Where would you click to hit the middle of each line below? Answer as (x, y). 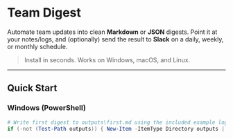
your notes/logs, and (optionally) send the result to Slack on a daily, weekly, (115, 39)
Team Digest (44, 13)
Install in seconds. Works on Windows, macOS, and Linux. (107, 59)
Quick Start (32, 88)
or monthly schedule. (37, 46)
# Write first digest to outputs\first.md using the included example (111, 122)
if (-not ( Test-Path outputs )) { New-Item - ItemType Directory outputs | (116, 129)
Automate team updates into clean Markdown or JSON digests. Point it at (112, 32)
